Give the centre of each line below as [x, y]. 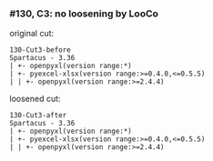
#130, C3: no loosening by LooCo [84, 14]
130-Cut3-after [38, 116]
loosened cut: [35, 99]
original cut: [32, 34]
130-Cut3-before [40, 50]
